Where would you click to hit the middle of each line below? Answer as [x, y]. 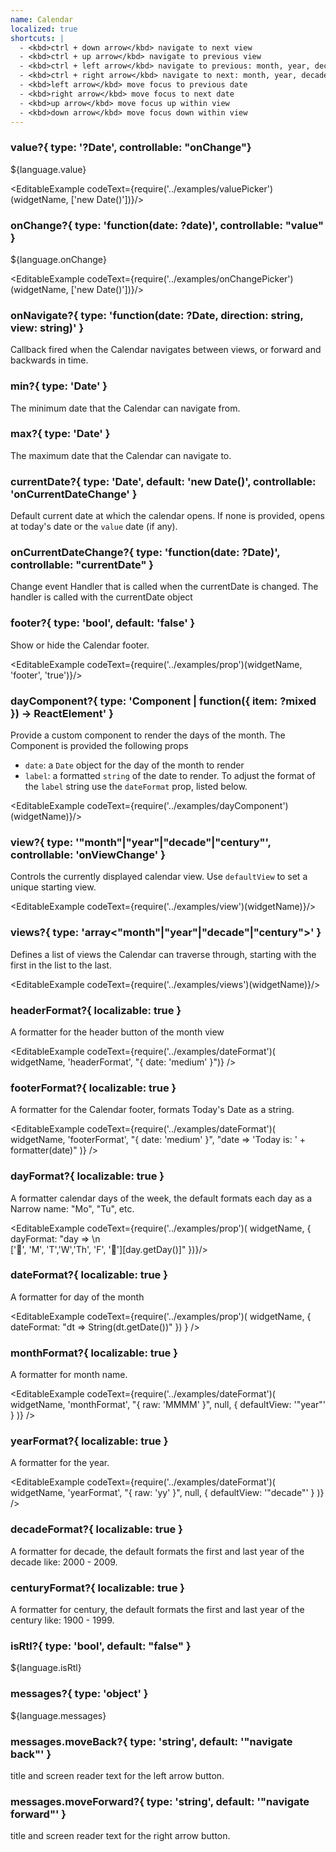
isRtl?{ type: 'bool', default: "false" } [101, 1646]
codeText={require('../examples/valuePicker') [180, 188]
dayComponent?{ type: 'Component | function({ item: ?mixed [163, 701]
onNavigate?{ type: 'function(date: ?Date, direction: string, [157, 315]
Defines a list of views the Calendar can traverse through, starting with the [163, 954]
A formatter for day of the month [77, 1297]
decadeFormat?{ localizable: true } [96, 1529]
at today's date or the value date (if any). [94, 527]
